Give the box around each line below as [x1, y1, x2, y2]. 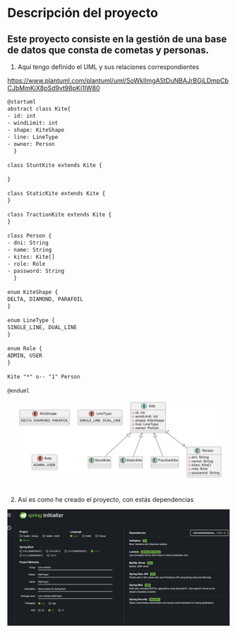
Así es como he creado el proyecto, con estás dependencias [17, 495, 194, 503]
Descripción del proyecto [7, 5, 159, 21]
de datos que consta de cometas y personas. [7, 44, 209, 56]
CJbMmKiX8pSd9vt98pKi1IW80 [7, 84, 100, 92]
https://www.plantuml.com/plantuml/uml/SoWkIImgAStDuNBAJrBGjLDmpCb [7, 76, 229, 85]
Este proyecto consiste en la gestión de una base [7, 33, 227, 45]
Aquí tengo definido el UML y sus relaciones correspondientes [17, 63, 200, 71]
